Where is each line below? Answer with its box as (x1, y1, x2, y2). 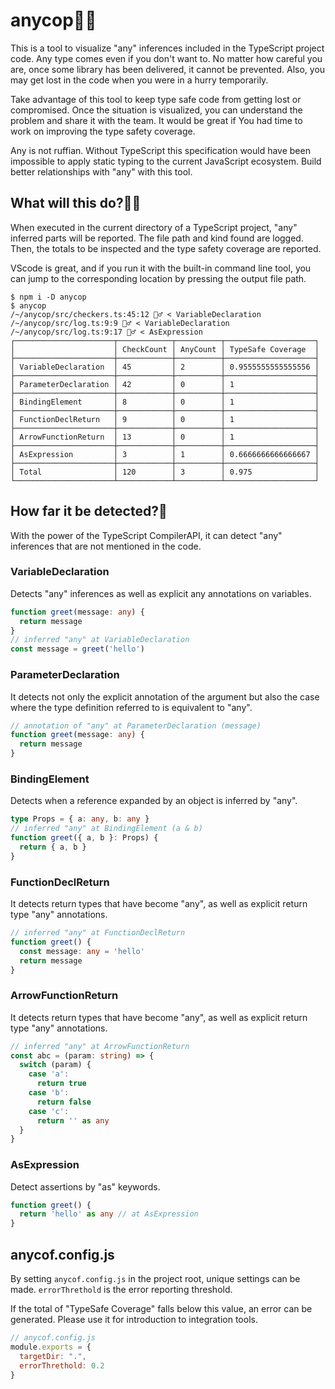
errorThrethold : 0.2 (19, 1360, 105, 1371)
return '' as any (36, 1115, 110, 1126)
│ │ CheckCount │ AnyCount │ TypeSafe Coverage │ (10, 344, 320, 354)
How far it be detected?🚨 (10, 503, 168, 520)
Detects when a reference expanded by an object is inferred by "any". (10, 795, 298, 807)
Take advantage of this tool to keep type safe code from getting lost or (10, 93, 302, 105)
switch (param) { (19, 1060, 92, 1070)
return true (36, 1079, 87, 1089)
